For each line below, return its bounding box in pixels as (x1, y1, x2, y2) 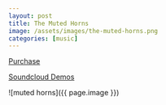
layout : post (8, 11, 53, 20)
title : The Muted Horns (8, 19, 90, 27)
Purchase (8, 57, 41, 66)
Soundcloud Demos (8, 72, 75, 82)
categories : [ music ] (8, 34, 79, 43)
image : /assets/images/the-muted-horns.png (8, 27, 159, 35)
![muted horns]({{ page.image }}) (8, 88, 120, 98)
